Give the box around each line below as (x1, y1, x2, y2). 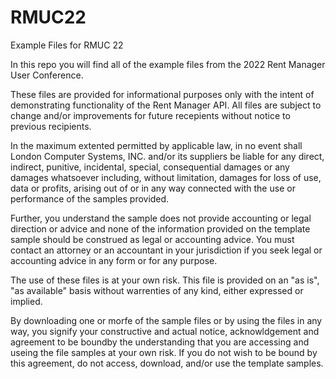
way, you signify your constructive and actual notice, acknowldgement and (10, 325, 320, 337)
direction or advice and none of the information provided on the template (10, 222, 311, 235)
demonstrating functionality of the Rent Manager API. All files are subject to (10, 99, 322, 111)
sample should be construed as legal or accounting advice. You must (10, 233, 295, 245)
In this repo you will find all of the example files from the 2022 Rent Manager (10, 58, 326, 70)
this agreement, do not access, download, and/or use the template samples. (10, 357, 324, 369)
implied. (10, 295, 43, 307)
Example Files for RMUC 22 (10, 39, 124, 51)
